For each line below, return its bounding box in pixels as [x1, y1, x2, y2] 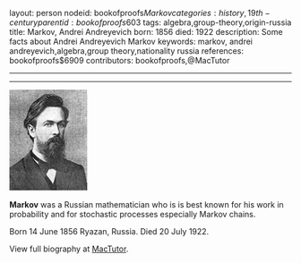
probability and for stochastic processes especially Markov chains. [9, 209, 256, 219]
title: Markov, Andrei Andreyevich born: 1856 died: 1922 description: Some [9, 27, 284, 37]
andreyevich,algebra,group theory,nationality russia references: [9, 46, 245, 56]
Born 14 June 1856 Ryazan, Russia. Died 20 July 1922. [9, 226, 210, 236]
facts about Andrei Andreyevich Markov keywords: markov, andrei [9, 36, 254, 47]
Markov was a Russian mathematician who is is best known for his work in [9, 199, 284, 209]
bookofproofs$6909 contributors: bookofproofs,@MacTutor [9, 55, 230, 65]
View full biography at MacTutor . [9, 243, 129, 254]
